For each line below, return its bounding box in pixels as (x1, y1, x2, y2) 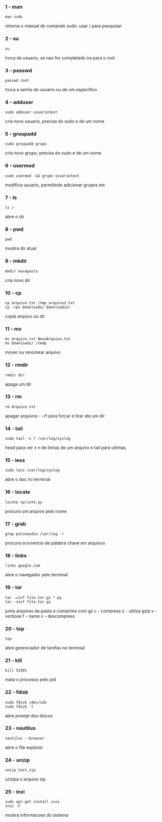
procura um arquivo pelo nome (5, 508, 67, 514)
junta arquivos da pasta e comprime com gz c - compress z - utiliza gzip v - (5, 608, 157, 614)
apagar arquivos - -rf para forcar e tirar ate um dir (5, 413, 105, 419)
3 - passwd (5, 67, 33, 74)
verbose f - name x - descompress (5, 613, 75, 619)
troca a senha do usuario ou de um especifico (5, 86, 97, 92)
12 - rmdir (5, 362, 28, 369)
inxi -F (5, 803, 21, 809)
